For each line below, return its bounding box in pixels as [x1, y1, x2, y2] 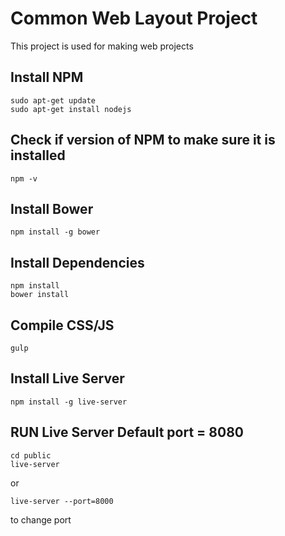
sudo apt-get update [10, 95, 97, 106]
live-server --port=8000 [10, 496, 114, 506]
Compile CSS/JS [10, 317, 115, 334]
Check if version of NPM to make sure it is [10, 132, 276, 149]
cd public [10, 450, 52, 461]
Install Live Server [10, 370, 125, 387]
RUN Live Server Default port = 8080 [10, 424, 244, 441]
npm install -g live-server [10, 397, 128, 407]
